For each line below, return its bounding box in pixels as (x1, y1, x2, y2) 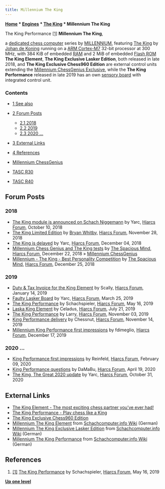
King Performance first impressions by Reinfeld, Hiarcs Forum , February (12, 356, 159, 362)
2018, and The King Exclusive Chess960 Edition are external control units (5, 61, 157, 67)
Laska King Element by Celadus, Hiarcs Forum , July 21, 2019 (12, 306, 135, 311)
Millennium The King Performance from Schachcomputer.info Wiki (12, 436, 147, 442)
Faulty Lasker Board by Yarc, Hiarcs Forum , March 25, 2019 (12, 295, 133, 301)
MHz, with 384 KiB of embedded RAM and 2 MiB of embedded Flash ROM (5, 51, 157, 57)
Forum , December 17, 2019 (12, 332, 67, 338)
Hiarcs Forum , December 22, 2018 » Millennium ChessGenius (12, 250, 137, 256)
